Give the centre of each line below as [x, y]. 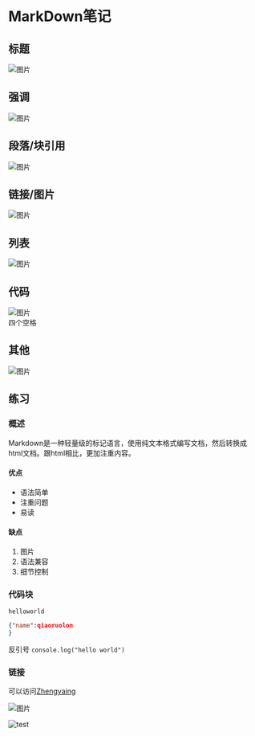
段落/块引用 [37, 146]
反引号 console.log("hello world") [67, 650]
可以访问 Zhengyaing [42, 691]
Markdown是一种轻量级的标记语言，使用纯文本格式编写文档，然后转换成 [127, 443]
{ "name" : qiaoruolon [41, 626]
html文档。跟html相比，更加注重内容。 [72, 453]
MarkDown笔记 [60, 16]
